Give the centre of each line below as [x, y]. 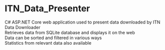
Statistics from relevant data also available [48, 43]
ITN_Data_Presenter [47, 9]
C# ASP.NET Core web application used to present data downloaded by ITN [82, 22]
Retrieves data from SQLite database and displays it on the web [70, 32]
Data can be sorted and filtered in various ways [53, 38]
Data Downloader [23, 27]
